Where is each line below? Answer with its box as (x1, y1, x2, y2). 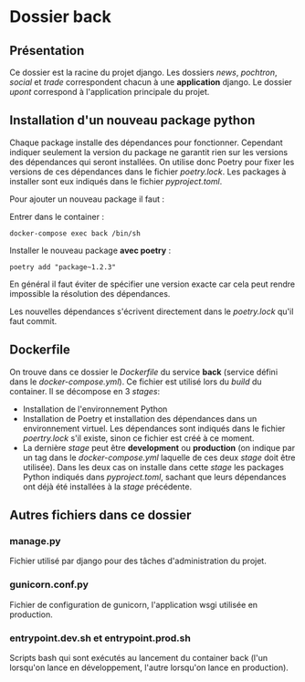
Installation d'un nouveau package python (9, 112, 256, 129)
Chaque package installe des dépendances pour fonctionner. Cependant (9, 137, 283, 148)
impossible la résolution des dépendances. (9, 288, 171, 299)
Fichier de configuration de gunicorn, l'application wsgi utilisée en (9, 599, 258, 610)
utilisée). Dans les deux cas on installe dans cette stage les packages (22, 461, 285, 472)
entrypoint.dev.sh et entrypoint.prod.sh (9, 632, 192, 645)
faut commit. (9, 315, 58, 326)
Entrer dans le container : (9, 211, 105, 222)
